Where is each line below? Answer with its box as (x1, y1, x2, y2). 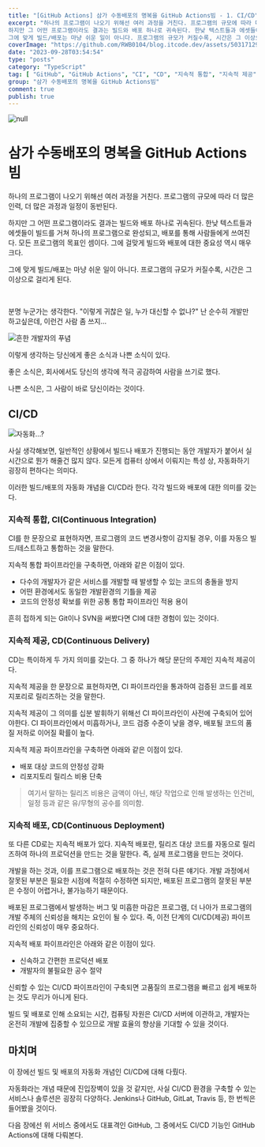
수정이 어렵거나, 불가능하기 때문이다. (16, 885, 129, 895)
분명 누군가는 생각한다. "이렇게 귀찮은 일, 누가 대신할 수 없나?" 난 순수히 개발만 (8, 307, 249, 316)
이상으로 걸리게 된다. (8, 274, 72, 285)
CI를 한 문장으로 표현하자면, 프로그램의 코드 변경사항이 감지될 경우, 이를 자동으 (8, 534, 248, 543)
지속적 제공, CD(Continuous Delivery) (8, 636, 151, 647)
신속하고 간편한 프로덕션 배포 (19, 956, 109, 965)
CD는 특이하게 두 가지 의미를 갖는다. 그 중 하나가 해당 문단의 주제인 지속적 (8, 655, 235, 664)
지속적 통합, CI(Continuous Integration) (8, 514, 157, 525)
